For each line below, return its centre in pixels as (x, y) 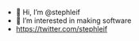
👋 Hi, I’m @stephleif (48, 12)
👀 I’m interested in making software (73, 20)
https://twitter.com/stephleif (62, 29)
